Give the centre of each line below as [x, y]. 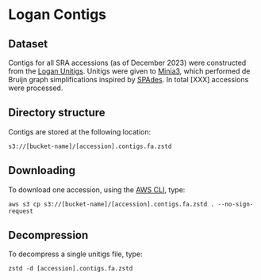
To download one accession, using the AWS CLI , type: [97, 189]
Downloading [42, 170]
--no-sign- [236, 204]
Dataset [28, 44]
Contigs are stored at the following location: [80, 131]
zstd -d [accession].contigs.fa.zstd [71, 269]
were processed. [36, 88]
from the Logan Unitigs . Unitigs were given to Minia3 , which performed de [129, 71]
